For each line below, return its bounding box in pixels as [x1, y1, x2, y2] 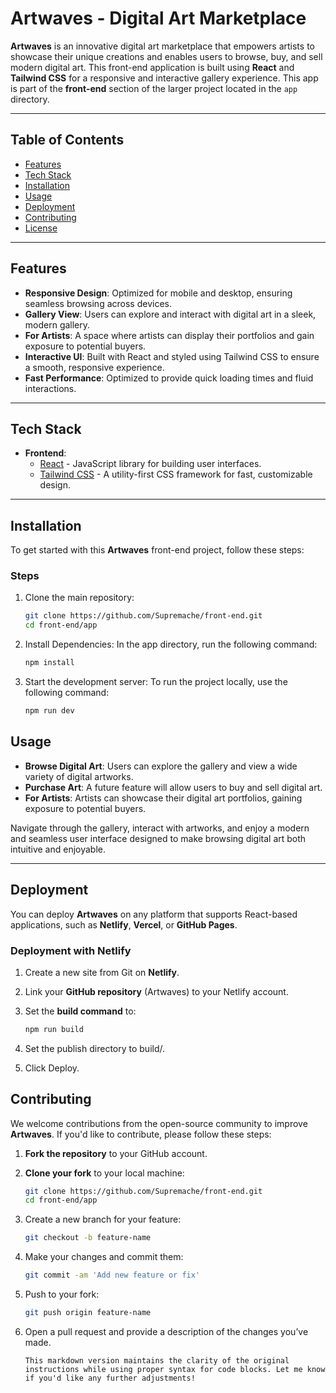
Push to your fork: [24, 1288, 100, 1301]
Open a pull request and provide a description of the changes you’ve [24, 1325, 309, 1337]
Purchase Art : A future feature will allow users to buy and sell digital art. [24, 781, 323, 793]
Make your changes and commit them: [24, 1251, 184, 1263]
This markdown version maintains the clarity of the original [24, 1355, 290, 1366]
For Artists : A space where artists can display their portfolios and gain [24, 329, 315, 341]
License [24, 222, 58, 234]
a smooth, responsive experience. [24, 361, 165, 373]
